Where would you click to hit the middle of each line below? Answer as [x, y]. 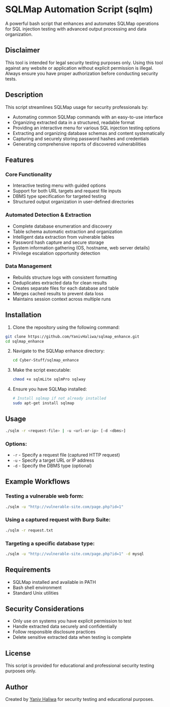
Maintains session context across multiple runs [62, 299]
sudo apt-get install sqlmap [43, 403]
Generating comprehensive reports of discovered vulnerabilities [79, 144]
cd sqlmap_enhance [25, 341]
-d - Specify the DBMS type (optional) [52, 465]
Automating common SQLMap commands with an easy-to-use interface [88, 117]
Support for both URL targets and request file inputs [67, 191]
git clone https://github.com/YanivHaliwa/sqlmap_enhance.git [72, 336]
